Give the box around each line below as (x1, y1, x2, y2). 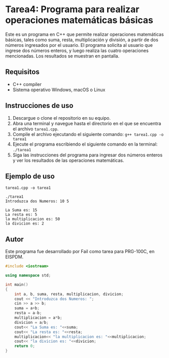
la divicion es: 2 (5, 221, 44, 226)
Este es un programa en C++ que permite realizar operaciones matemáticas (5, 31, 164, 37)
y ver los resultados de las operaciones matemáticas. (12, 157, 124, 163)
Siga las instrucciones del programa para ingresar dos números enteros (12, 152, 163, 158)
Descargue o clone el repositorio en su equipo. (12, 115, 111, 121)
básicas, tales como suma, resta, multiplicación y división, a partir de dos (5, 37, 158, 43)
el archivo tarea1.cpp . (12, 126, 59, 132)
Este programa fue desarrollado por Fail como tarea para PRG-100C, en (5, 249, 155, 255)
